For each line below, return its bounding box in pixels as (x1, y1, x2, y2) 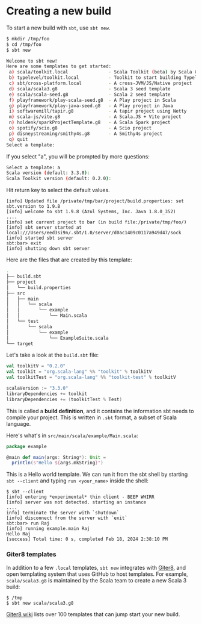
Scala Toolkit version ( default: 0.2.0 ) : (6, 176, 112, 182)
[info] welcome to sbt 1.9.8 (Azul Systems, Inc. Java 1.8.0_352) (6, 209, 176, 215)
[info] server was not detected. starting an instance (6, 499, 147, 505)
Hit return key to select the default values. (6, 187, 110, 194)
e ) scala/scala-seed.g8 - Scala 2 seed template (8, 92, 171, 98)
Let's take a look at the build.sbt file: (6, 351, 99, 359)
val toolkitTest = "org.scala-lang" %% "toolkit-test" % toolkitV (6, 375, 176, 381)
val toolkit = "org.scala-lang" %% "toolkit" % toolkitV (6, 369, 152, 375)
